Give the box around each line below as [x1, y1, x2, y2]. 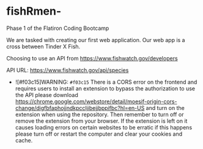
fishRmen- [6, 4, 62, 18]
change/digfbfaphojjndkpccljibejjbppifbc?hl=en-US [15, 104, 145, 111]
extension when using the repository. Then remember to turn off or [15, 111, 184, 118]
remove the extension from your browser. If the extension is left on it [15, 117, 188, 125]
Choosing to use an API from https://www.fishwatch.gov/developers [6, 54, 179, 62]
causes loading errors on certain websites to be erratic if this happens [15, 123, 193, 131]
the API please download [15, 91, 78, 98]
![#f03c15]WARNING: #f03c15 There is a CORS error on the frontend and [15, 78, 197, 85]
